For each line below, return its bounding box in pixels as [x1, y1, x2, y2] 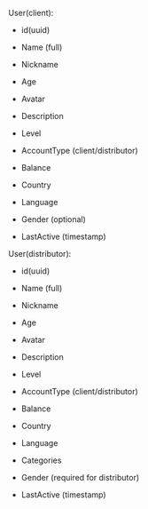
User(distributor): [8, 249, 72, 258]
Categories [20, 455, 62, 465]
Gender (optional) [20, 214, 86, 225]
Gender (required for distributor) [20, 473, 140, 482]
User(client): [8, 8, 54, 18]
